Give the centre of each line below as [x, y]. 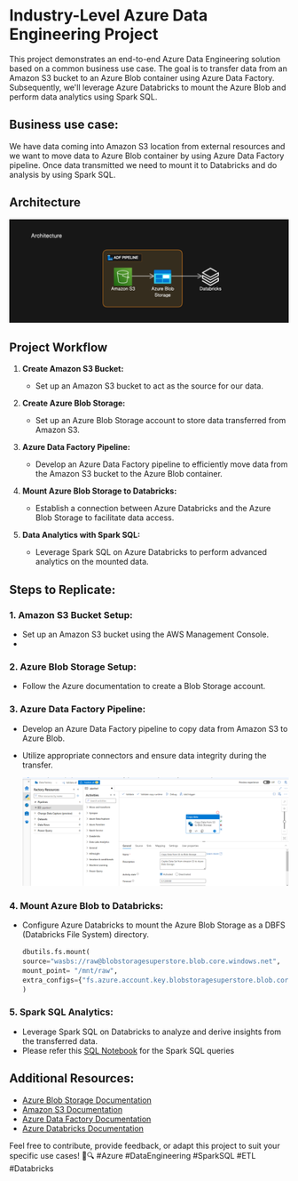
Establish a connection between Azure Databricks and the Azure [153, 509]
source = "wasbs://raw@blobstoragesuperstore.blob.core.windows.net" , [151, 961]
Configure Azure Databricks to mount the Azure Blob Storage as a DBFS [153, 925]
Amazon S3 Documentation [72, 1109]
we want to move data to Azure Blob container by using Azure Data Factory [147, 156]
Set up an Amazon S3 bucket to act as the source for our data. [149, 386]
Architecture [45, 202]
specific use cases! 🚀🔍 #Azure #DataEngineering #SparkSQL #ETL [133, 1155]
